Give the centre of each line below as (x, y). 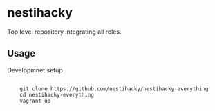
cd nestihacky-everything (57, 94)
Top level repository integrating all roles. (65, 32)
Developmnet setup (35, 70)
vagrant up (35, 101)
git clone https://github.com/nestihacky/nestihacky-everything (114, 89)
